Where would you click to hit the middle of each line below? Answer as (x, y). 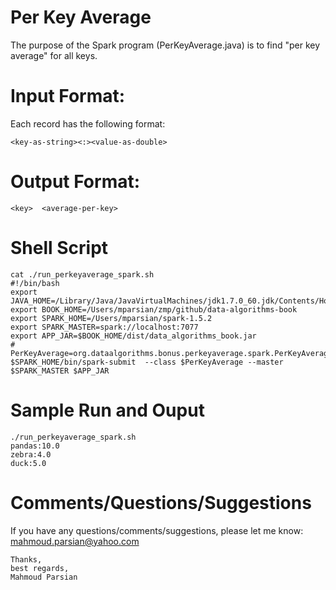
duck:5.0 (28, 463)
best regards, (40, 568)
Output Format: (75, 182)
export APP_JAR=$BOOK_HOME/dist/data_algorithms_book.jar (133, 336)
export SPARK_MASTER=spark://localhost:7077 (104, 327)
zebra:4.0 (31, 454)
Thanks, (26, 559)
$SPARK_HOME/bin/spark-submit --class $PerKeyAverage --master (147, 362)
